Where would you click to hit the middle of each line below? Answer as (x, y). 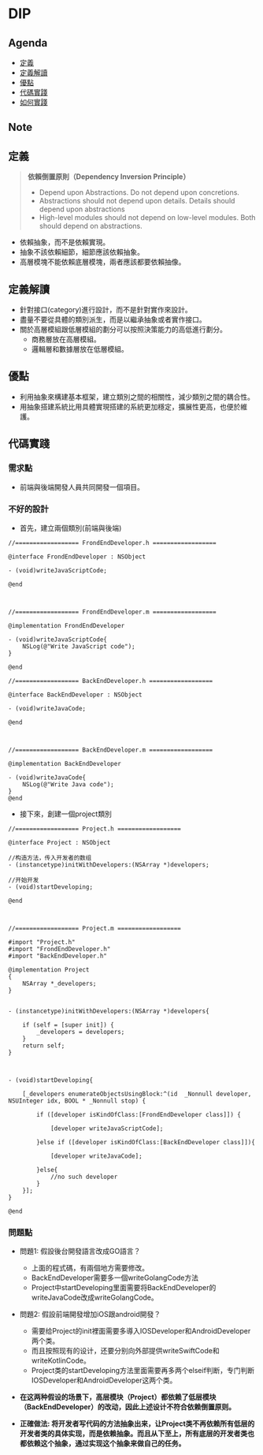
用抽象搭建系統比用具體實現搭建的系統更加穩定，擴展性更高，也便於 (130, 406)
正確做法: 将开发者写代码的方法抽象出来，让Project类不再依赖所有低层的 (137, 1423)
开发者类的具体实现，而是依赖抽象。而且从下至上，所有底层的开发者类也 (137, 1434)
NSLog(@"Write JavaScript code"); (79, 646)
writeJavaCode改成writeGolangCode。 (95, 1297)
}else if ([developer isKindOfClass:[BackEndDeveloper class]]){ (146, 1142)
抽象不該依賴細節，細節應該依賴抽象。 (81, 252)
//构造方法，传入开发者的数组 (50, 858)
